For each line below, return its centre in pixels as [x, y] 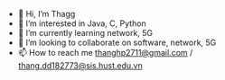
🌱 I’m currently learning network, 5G [85, 33]
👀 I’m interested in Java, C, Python [82, 23]
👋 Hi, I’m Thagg [47, 14]
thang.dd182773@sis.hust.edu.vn [80, 66]
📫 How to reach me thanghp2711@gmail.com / [105, 53]
